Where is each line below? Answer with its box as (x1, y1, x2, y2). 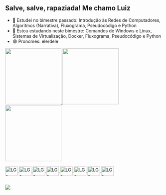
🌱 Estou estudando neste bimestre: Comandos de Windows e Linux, (12, 27, 152, 34)
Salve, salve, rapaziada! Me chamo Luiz (5, 4, 131, 12)
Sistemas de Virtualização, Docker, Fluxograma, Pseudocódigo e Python (12, 33, 161, 39)
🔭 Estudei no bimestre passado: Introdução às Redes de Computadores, (12, 17, 161, 23)
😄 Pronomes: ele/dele (12, 38, 59, 44)
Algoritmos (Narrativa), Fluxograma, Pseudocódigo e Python (12, 22, 137, 28)
